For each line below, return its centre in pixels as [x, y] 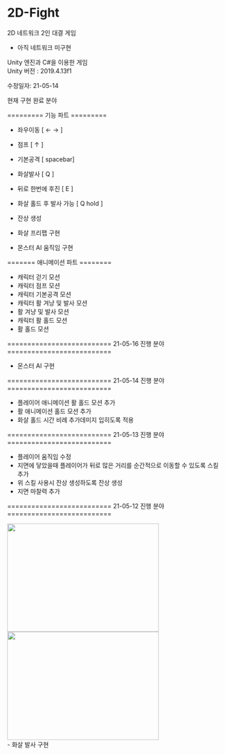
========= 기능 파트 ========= [57, 115]
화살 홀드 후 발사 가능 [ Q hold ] [60, 203]
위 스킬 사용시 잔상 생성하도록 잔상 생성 [70, 482]
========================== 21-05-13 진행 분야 [86, 434]
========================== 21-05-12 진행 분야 [86, 506]
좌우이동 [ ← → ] [40, 130]
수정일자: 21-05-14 [33, 85]
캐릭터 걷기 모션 [38, 277]
